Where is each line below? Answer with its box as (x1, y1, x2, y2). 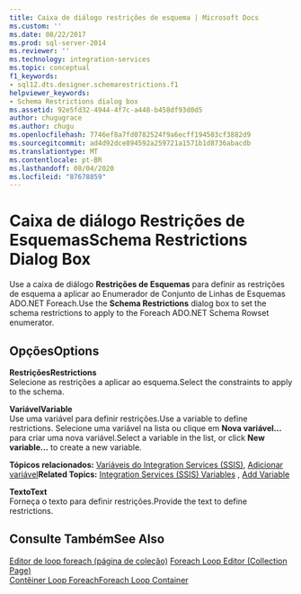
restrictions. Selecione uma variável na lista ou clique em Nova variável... (9, 423, 282, 433)
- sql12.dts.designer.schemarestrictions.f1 (9, 80, 179, 89)
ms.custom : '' (9, 22, 63, 31)
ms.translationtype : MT (9, 147, 99, 156)
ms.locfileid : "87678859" (9, 172, 106, 181)
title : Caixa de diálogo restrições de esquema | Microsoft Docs (9, 13, 259, 22)
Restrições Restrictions (9, 367, 97, 378)
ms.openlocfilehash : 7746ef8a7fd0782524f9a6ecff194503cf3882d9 (9, 130, 252, 139)
